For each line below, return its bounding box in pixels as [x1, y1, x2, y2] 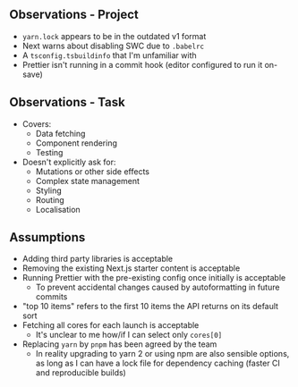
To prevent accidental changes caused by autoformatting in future [35, 282, 280, 293]
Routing [35, 194, 64, 205]
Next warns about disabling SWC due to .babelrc [21, 40, 204, 51]
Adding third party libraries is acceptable [21, 254, 174, 265]
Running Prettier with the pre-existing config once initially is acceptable [21, 273, 286, 283]
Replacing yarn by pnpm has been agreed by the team [21, 339, 217, 349]
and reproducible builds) [35, 367, 127, 378]
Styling [35, 185, 63, 196]
